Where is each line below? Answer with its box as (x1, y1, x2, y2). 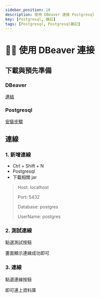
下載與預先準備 (5, 66, 52, 74)
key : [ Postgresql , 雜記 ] (5, 17, 56, 22)
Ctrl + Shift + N (12, 163, 44, 169)
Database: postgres (17, 204, 59, 210)
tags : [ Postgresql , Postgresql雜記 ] (5, 21, 80, 27)
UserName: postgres (17, 213, 61, 219)
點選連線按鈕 (5, 276, 32, 282)
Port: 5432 (17, 194, 40, 200)
